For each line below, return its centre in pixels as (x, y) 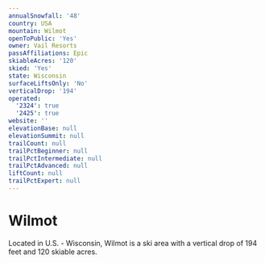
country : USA (30, 23)
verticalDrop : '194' (43, 91)
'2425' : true (37, 114)
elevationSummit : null (46, 136)
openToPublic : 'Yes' (43, 38)
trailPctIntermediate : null (56, 158)
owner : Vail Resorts (43, 46)
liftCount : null (35, 173)
